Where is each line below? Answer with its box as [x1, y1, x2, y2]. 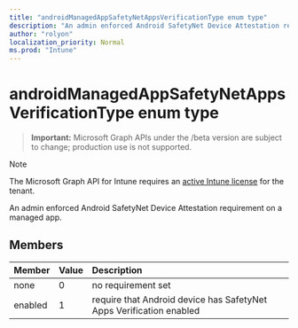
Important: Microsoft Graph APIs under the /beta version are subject [30, 132, 282, 143]
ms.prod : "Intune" [9, 46, 77, 55]
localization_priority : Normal [9, 37, 125, 47]
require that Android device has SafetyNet [91, 293, 268, 306]
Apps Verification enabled [91, 304, 200, 316]
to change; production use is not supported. [30, 142, 192, 152]
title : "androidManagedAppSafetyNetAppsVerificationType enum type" [9, 12, 268, 22]
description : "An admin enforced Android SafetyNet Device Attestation [9, 21, 279, 30]
